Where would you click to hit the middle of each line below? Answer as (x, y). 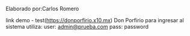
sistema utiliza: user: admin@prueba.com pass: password (77, 27)
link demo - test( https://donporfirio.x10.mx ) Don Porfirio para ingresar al (95, 20)
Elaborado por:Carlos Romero (42, 9)
